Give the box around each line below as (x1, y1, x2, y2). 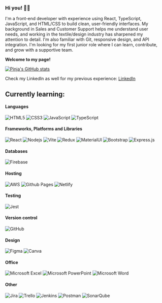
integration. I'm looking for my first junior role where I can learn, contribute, (5, 42, 158, 48)
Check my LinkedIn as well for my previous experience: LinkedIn (5, 76, 136, 82)
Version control (5, 215, 38, 221)
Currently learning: (5, 90, 65, 98)
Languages (5, 103, 29, 110)
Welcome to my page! (5, 57, 51, 63)
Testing (5, 193, 21, 199)
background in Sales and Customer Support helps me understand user (5, 26, 149, 32)
